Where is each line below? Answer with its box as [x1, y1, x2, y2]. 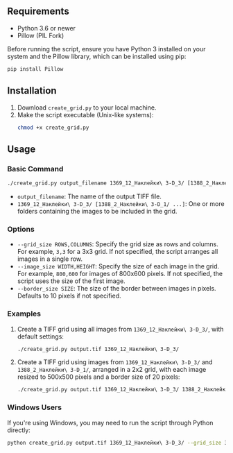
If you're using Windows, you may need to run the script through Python [7, 418, 214, 427]
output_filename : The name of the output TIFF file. [17, 192, 162, 200]
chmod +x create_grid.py [17, 124, 89, 131]
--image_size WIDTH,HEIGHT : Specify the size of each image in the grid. [17, 262, 220, 271]
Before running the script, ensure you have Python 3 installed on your [7, 44, 206, 53]
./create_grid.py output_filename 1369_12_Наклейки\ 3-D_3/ [7, 180, 185, 187]
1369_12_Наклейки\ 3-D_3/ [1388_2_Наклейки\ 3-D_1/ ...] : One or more [17, 199, 225, 207]
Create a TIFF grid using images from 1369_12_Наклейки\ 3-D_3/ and [17, 358, 213, 366]
